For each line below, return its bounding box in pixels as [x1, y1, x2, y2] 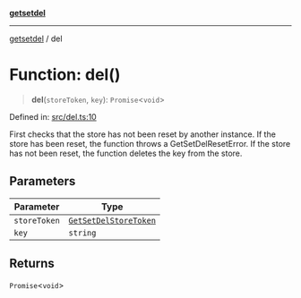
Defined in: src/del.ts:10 [9, 111, 97, 122]
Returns [9, 256, 56, 271]
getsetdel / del [9, 33, 63, 44]
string [68, 227, 97, 238]
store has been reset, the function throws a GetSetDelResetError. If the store [9, 138, 291, 149]
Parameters [9, 174, 76, 189]
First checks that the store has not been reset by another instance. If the [9, 129, 276, 140]
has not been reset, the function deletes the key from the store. [9, 148, 243, 158]
